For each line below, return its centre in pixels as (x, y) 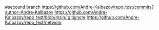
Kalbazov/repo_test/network (33, 22)
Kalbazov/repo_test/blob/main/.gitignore (45, 17)
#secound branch (23, 7)
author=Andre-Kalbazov (29, 12)
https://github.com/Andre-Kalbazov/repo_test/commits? (98, 7)
